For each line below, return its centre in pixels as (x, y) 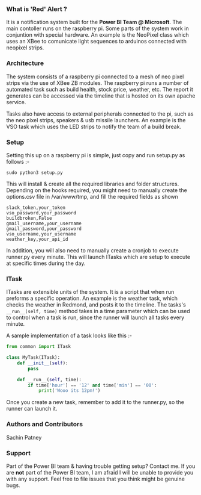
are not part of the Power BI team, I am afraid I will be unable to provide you (100, 472)
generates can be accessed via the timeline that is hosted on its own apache (101, 96)
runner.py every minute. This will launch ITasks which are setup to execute (98, 257)
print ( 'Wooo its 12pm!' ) (69, 391)
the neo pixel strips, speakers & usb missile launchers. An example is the (96, 120)
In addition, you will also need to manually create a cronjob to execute (92, 250)
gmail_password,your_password (44, 229)
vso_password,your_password (41, 213)
